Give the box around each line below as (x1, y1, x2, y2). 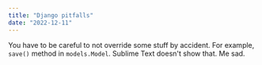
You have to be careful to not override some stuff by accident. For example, (8, 40, 255, 49)
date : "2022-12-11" (8, 19, 73, 27)
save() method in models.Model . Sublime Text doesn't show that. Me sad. (8, 49, 245, 58)
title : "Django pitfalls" (8, 11, 93, 20)
